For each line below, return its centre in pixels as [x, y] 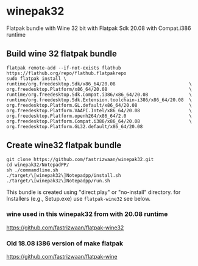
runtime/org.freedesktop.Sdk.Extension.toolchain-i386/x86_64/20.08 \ [99, 100]
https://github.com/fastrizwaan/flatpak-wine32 [65, 228]
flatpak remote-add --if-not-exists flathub [64, 68]
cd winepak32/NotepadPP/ [38, 165]
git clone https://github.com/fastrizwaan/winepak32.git [80, 159]
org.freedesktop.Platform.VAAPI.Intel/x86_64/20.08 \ [99, 110]
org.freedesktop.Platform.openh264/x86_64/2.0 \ [99, 116]
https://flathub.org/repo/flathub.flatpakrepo [66, 73]
